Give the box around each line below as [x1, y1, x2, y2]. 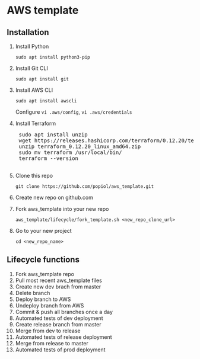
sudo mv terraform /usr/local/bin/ [18, 149, 122, 156]
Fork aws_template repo [15, 270, 75, 277]
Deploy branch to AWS [15, 296, 71, 303]
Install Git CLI [15, 65, 48, 72]
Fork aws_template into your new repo [15, 206, 109, 212]
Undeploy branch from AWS [15, 302, 84, 309]
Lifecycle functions [7, 255, 80, 265]
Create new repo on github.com [15, 194, 94, 201]
